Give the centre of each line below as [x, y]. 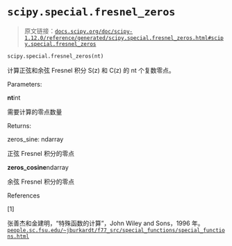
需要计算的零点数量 [35, 112]
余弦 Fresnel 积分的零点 [41, 182]
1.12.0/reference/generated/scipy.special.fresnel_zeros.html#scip [124, 38]
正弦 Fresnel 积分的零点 [41, 153]
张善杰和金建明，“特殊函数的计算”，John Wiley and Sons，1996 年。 [106, 223]
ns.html [18, 236]
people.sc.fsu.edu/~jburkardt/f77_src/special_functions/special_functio [116, 230]
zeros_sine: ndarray [35, 139]
